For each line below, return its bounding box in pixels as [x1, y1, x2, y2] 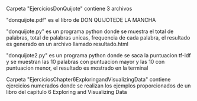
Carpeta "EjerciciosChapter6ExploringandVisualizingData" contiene [6, 76, 171, 83]
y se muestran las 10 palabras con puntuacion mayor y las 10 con [6, 58, 165, 65]
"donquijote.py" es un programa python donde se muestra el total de [6, 28, 174, 35]
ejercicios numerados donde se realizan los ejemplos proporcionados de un [6, 82, 191, 89]
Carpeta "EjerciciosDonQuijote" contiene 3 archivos [6, 5, 133, 12]
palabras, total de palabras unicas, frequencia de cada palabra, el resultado [6, 34, 190, 41]
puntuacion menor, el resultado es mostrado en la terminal [6, 64, 148, 71]
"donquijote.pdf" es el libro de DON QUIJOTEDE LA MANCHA [6, 17, 156, 23]
